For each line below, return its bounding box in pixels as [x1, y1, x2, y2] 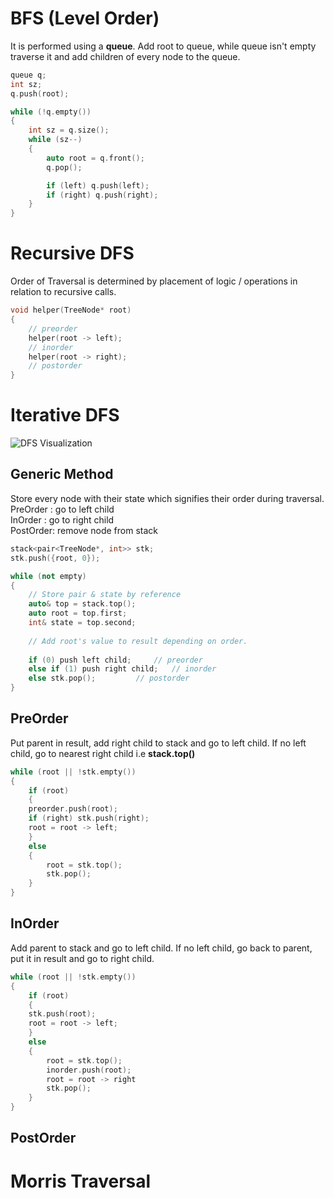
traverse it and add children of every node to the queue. [10, 50, 241, 62]
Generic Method [10, 466, 114, 483]
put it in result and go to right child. [10, 952, 155, 964]
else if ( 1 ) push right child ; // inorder [28, 664, 217, 674]
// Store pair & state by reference [28, 590, 182, 600]
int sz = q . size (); [28, 125, 110, 136]
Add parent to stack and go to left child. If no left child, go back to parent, [10, 942, 313, 954]
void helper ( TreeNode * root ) [10, 305, 132, 316]
